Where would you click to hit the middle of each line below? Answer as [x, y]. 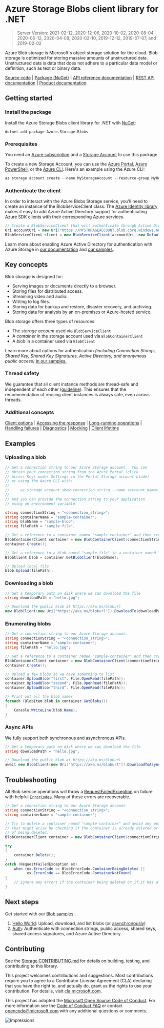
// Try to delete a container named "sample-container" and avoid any [78, 824]
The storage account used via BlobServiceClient [61, 331]
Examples [20, 443]
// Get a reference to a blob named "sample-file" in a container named [81, 553]
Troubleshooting [31, 780]
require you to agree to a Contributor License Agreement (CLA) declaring [79, 980]
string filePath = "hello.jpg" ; [38, 647]
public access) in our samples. [36, 361]
